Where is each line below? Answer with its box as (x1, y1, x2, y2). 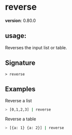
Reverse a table (5, 116, 36, 122)
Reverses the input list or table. (5, 44, 67, 50)
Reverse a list (5, 98, 32, 104)
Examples (5, 85, 36, 93)
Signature (5, 59, 36, 67)
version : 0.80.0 (5, 18, 36, 23)
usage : (5, 32, 27, 40)
